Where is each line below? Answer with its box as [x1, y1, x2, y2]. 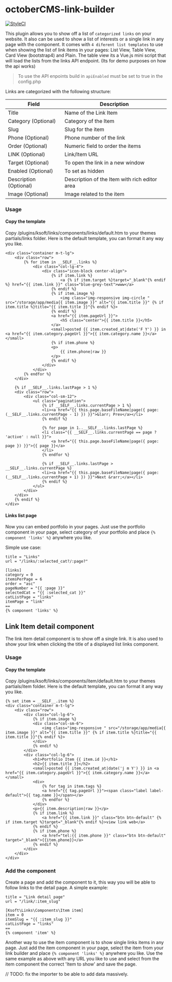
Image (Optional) [8, 190, 49, 198]
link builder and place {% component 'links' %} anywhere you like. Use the [5, 950, 163, 956]
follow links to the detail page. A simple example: [5, 884, 109, 890]
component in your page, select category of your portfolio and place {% [5, 529, 156, 536]
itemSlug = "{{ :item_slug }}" [5, 916, 72, 922]
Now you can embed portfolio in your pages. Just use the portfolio [5, 524, 145, 530]
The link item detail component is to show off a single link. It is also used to [5, 636, 163, 642]
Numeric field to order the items [64, 142, 141, 150]
